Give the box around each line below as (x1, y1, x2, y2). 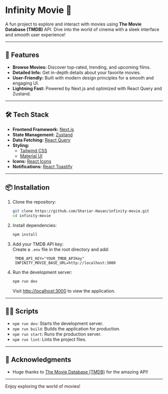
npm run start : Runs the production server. (12, 331, 101, 337)
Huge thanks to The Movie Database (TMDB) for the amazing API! (12, 368, 148, 374)
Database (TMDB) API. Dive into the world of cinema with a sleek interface (5, 26, 159, 32)
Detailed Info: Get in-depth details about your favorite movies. (12, 69, 141, 75)
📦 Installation (5, 183, 50, 191)
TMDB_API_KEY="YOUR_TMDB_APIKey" (14, 256, 84, 261)
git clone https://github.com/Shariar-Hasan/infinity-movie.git (12, 208, 149, 214)
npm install (12, 232, 37, 237)
